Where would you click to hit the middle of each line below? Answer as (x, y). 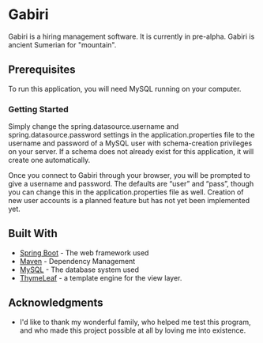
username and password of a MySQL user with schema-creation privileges (130, 143)
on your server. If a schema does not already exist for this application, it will (131, 152)
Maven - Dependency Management (77, 261)
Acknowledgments (56, 303)
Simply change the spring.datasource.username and (94, 126)
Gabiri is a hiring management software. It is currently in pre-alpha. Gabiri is (131, 36)
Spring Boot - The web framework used (84, 253)
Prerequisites (42, 70)
